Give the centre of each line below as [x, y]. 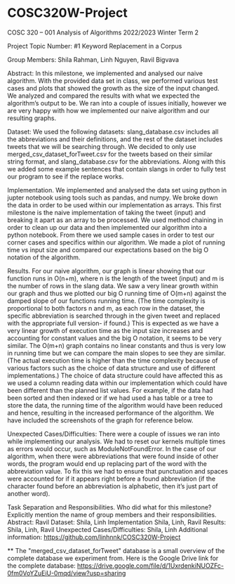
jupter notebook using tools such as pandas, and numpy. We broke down [113, 197]
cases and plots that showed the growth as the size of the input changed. [113, 88]
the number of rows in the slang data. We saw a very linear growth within [113, 285]
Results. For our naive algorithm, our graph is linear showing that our [106, 271]
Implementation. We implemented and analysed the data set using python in [117, 190]
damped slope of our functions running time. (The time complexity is [106, 301]
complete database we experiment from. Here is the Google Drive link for [113, 558]
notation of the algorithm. [44, 257]
